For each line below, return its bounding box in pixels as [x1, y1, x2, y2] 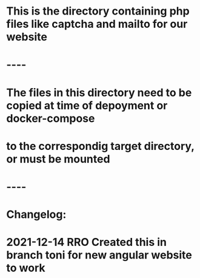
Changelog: [6, 208, 67, 222]
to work [6, 261, 45, 275]
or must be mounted [6, 152, 110, 166]
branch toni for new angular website [6, 248, 192, 262]
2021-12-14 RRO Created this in [6, 236, 167, 249]
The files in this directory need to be [6, 86, 192, 100]
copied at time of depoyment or [6, 98, 168, 112]
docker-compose [6, 111, 95, 125]
